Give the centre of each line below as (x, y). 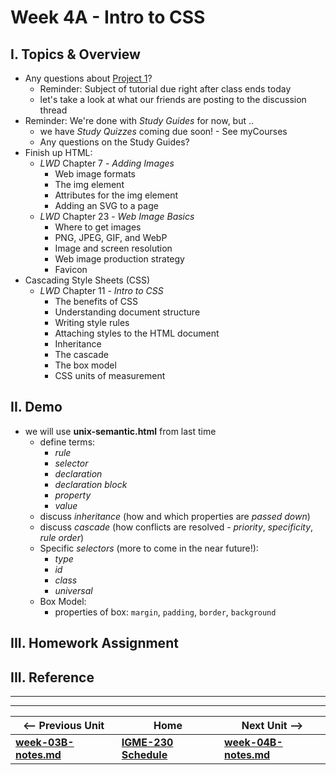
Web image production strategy (119, 259)
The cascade (81, 354)
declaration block (91, 484)
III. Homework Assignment (94, 643)
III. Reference (52, 677)
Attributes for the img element (116, 195)
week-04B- (253, 743)
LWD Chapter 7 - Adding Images (107, 163)
